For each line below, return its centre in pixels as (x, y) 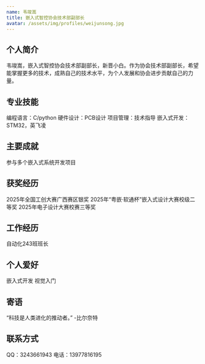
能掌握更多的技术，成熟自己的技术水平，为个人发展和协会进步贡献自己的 (97, 73)
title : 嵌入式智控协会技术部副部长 (45, 18)
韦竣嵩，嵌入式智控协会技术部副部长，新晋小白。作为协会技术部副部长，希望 (103, 65)
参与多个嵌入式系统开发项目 (41, 162)
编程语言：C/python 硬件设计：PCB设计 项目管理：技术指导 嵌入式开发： (98, 118)
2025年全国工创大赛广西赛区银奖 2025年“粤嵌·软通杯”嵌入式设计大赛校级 (98, 199)
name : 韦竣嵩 (21, 12)
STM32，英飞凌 (26, 125)
